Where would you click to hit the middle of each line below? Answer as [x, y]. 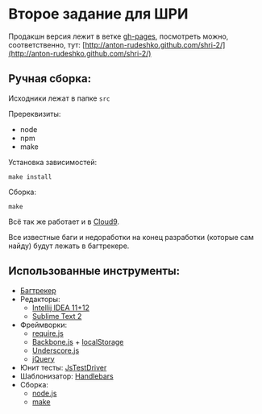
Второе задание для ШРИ [98, 14]
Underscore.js [56, 350]
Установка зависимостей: [53, 162]
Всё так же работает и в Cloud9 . [64, 221]
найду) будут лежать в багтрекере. [69, 246]
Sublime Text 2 [57, 316]
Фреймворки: [43, 325]
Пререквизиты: [35, 114]
